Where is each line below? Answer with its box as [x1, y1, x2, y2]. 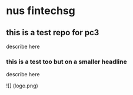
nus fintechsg [6, 4, 75, 18]
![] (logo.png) [6, 82, 38, 89]
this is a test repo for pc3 [6, 28, 99, 38]
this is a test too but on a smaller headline [6, 57, 128, 66]
